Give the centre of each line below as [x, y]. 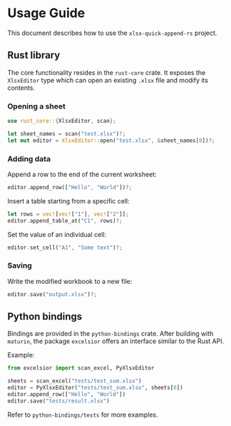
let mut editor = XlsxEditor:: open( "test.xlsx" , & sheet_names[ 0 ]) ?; [111, 141]
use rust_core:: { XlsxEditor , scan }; [62, 121]
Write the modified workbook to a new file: [70, 281]
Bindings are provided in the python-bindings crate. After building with [111, 334]
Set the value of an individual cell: [57, 234]
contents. [21, 88]
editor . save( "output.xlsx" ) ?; [52, 294]
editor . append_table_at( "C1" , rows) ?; [65, 220]
